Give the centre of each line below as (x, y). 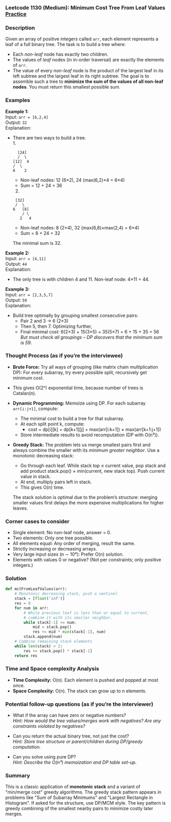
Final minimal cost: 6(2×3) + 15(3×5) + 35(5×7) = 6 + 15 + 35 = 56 (90, 331)
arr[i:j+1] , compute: (35, 408)
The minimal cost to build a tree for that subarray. (72, 418)
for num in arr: (32, 608)
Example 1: (17, 111)
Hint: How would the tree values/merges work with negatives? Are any (87, 721)
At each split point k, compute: (53, 424)
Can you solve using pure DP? (44, 757)
